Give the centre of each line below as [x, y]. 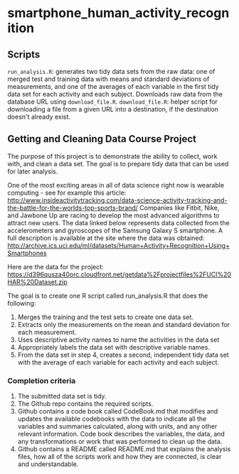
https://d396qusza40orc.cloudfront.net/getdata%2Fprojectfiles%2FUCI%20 [119, 274]
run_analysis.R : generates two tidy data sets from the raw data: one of [111, 71]
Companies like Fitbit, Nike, [180, 208]
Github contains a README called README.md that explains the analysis [124, 449]
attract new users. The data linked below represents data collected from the [118, 222]
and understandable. [48, 464]
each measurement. [47, 332]
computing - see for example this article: [67, 193]
